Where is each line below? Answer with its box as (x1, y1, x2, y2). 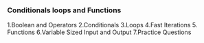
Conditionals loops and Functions (7, 5, 122, 15)
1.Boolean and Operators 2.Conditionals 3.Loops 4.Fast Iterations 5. (7, 21, 198, 29)
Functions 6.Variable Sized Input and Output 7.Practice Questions (7, 28, 192, 36)
